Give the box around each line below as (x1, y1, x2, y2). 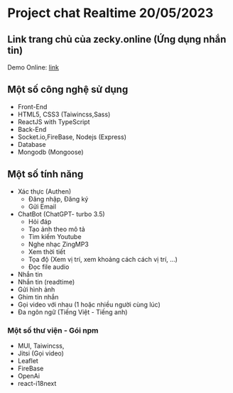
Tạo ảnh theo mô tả (28, 225, 85, 233)
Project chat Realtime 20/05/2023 (7, 5, 214, 21)
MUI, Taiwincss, (17, 341, 65, 350)
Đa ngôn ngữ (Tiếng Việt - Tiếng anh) (17, 307, 128, 316)
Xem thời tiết (28, 247, 66, 256)
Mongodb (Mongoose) (17, 148, 84, 156)
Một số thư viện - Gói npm (7, 325, 99, 335)
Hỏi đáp (28, 217, 52, 226)
